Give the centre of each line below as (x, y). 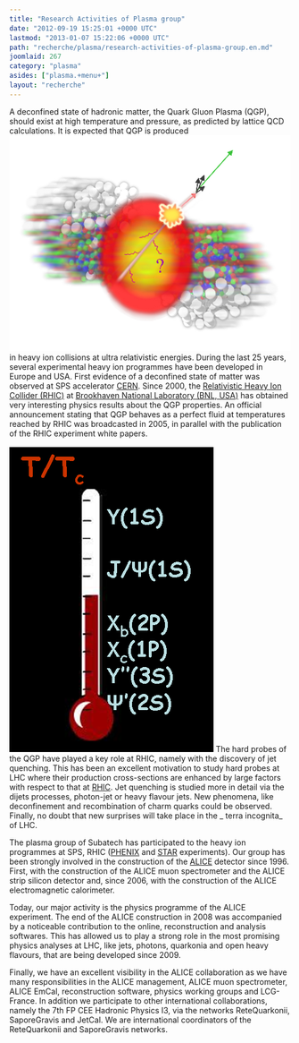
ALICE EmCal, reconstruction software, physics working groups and (134, 991)
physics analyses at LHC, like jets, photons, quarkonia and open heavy (139, 945)
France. (23, 1000)
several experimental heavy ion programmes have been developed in (136, 366)
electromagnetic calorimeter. (62, 890)
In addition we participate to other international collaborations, (153, 1000)
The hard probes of (251, 748)
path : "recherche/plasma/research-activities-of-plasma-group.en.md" (141, 47)
